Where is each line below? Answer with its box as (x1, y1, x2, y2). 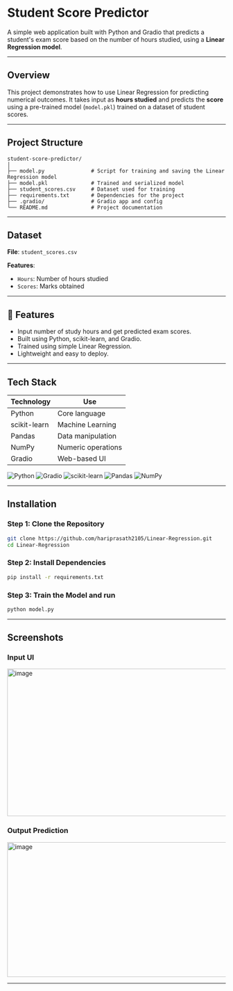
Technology (10, 397, 51, 406)
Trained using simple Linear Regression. (17, 342, 132, 351)
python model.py (7, 605, 54, 613)
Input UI (7, 653, 35, 663)
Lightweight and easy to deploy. (17, 349, 109, 358)
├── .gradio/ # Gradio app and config (7, 198, 163, 205)
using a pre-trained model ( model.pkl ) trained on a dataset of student (7, 102, 206, 111)
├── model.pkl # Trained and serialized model (7, 180, 185, 187)
